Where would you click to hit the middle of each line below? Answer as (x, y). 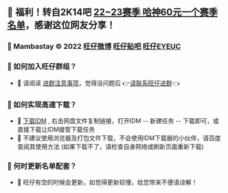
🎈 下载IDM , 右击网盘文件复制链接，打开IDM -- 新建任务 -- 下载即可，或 (118, 121)
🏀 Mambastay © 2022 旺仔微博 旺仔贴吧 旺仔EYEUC (94, 47)
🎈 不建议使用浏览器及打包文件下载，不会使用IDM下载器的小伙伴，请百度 (119, 138)
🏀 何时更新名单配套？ (42, 166)
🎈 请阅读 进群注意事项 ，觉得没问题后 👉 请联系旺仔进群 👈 (98, 83)
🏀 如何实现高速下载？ (42, 104)
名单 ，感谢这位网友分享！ (61, 25)
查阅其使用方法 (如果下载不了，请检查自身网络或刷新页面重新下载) (110, 146)
